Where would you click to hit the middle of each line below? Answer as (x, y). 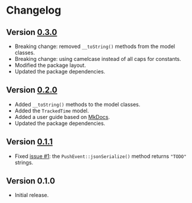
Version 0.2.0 (32, 90)
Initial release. (32, 195)
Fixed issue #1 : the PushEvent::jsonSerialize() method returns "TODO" (100, 156)
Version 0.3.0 (32, 32)
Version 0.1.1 (30, 142)
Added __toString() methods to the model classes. (77, 104)
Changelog (34, 10)
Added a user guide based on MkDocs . (62, 117)
